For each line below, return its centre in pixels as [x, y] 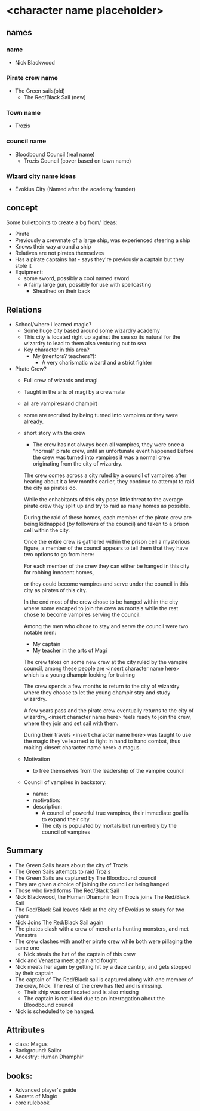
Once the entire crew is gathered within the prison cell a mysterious [107, 541]
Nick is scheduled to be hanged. [55, 1011]
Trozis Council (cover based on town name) [77, 160]
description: [47, 806]
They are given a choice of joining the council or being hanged [92, 884]
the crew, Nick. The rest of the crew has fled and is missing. [88, 985]
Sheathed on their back [61, 291]
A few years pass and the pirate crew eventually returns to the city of [109, 710]
